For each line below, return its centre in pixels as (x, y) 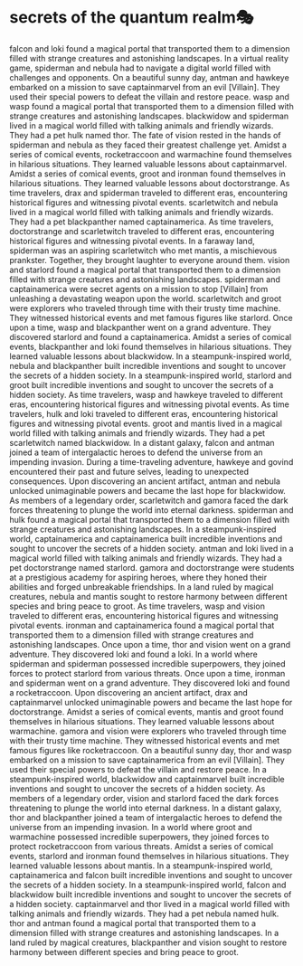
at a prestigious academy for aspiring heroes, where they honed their (138, 577)
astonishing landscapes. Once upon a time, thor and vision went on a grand (150, 644)
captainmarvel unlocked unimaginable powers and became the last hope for (151, 702)
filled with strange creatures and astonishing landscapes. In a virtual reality (149, 58)
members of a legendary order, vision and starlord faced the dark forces (144, 798)
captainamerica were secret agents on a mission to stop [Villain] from (139, 289)
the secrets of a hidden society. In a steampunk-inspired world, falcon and (148, 885)
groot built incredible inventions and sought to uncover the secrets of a (142, 384)
